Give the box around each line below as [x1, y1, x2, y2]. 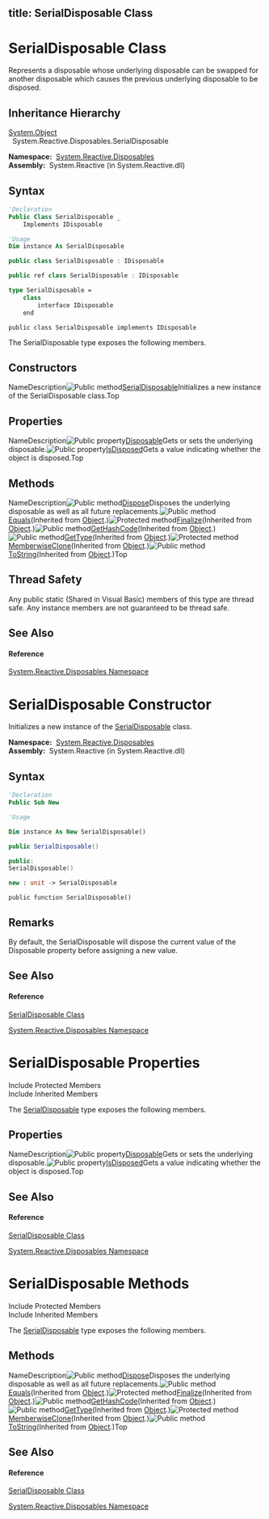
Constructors [8, 361, 78, 374]
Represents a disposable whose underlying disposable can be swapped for [8, 65, 259, 75]
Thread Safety [8, 573, 82, 587]
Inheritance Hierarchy [8, 106, 121, 120]
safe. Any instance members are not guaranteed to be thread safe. [8, 602, 230, 613]
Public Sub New [8, 799, 60, 807]
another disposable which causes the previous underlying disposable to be [8, 74, 258, 84]
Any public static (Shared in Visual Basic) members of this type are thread [8, 594, 254, 604]
